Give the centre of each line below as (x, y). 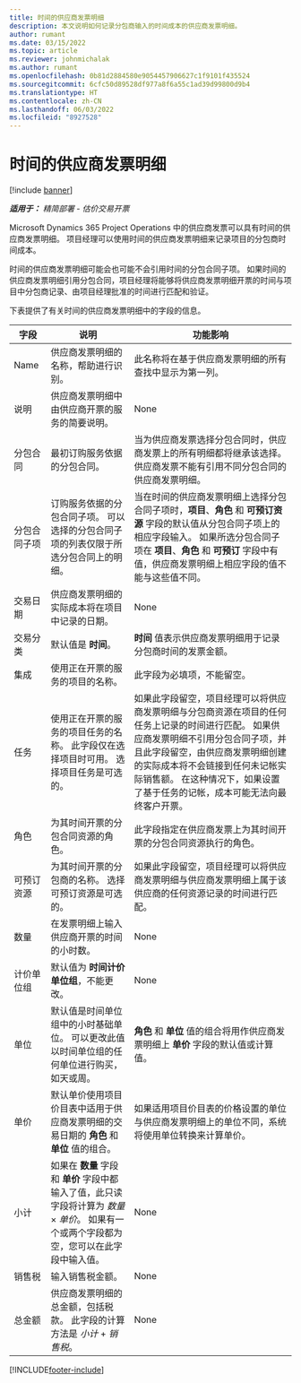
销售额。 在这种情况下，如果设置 (211, 779)
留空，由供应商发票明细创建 (228, 752)
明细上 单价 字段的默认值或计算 (208, 1045)
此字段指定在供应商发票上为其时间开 (210, 830)
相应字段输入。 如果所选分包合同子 (207, 537)
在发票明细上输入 (86, 924)
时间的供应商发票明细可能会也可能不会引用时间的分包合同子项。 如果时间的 (148, 269)
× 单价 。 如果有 (83, 1220)
